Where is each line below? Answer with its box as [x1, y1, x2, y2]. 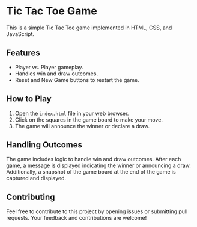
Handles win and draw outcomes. [14, 70, 98, 77]
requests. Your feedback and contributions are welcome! [6, 214, 147, 222]
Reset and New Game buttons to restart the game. [14, 76, 139, 83]
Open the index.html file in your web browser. [14, 110, 129, 117]
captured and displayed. [6, 175, 67, 182]
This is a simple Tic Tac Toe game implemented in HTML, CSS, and [6, 24, 172, 31]
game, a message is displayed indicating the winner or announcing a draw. [6, 162, 191, 169]
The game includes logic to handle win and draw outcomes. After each [6, 156, 181, 163]
